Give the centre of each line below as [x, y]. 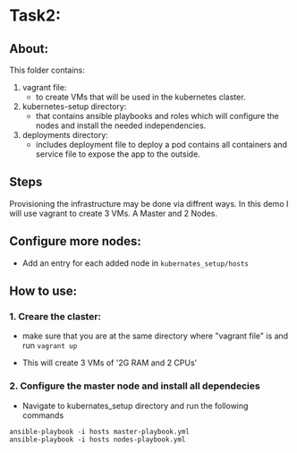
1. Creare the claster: [55, 316]
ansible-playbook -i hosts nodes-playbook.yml [98, 440]
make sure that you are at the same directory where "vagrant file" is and [155, 336]
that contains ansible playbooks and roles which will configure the [157, 116]
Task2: [35, 16]
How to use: [43, 291]
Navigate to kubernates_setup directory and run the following [135, 406]
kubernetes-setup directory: [74, 107]
